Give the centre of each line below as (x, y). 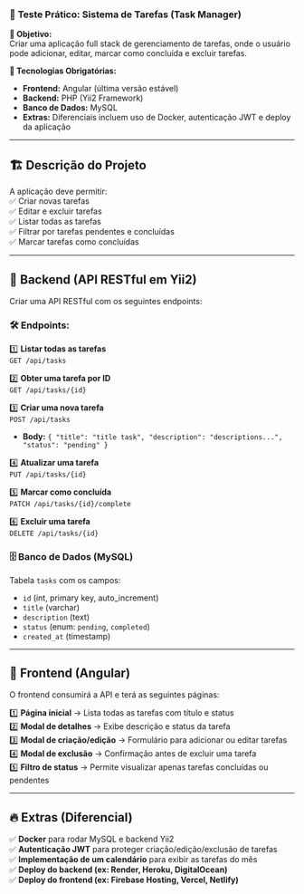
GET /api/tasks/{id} (48, 390)
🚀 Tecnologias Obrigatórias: (63, 71)
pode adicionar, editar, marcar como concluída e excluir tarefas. (128, 53)
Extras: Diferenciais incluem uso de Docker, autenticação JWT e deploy (157, 118)
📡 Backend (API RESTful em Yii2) (103, 279)
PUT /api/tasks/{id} (48, 475)
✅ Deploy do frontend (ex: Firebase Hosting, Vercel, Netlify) (124, 880)
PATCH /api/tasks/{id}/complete (70, 505)
